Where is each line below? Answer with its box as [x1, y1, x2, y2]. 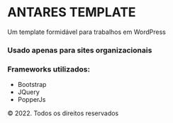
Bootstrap [17, 81, 47, 89]
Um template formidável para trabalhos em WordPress [7, 28, 167, 36]
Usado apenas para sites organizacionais [7, 45, 152, 55]
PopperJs [17, 95, 46, 104]
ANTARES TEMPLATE [7, 4, 136, 20]
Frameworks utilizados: [7, 64, 91, 74]
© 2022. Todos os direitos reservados [7, 109, 119, 117]
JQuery [17, 88, 40, 96]
